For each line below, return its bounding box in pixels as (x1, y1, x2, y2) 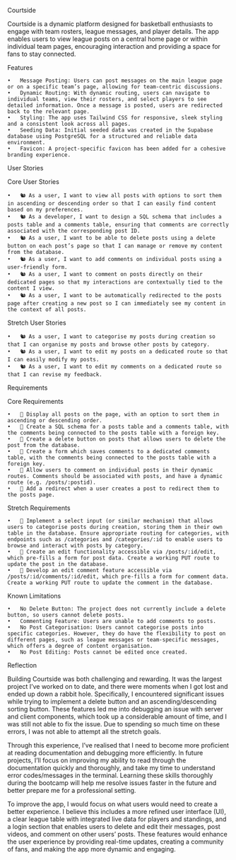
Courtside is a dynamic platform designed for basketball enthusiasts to (7, 20, 213, 28)
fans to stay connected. (7, 50, 76, 58)
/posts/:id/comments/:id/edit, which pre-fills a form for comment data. (7, 573, 230, 580)
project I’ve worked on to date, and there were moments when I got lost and (7, 682, 228, 690)
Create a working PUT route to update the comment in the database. (7, 579, 213, 586)
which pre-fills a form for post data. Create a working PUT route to (7, 554, 220, 562)
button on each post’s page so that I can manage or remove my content (7, 243, 223, 250)
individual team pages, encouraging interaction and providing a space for (7, 42, 221, 50)
